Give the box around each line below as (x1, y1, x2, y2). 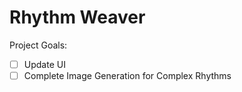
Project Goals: (9, 39, 68, 51)
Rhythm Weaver (9, 6, 146, 29)
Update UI (23, 58, 66, 70)
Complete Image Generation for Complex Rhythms (23, 70, 232, 81)
